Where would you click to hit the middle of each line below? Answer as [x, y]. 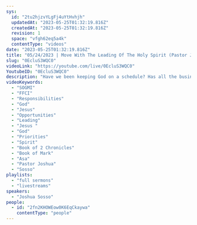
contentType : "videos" [39, 45]
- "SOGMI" [23, 88]
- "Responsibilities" [38, 98]
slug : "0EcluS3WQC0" [31, 60]
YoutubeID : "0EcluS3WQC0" [38, 71]
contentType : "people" [44, 213]
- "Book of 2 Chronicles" [43, 148]
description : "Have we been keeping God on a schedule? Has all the [91, 77]
